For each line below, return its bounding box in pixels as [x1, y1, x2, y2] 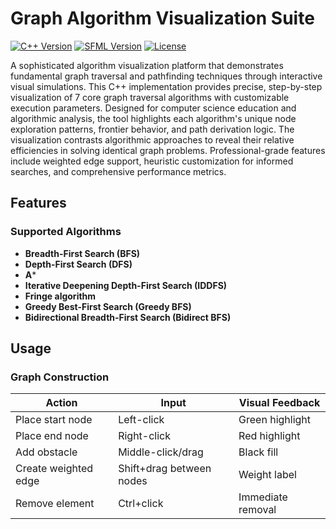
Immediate [238, 490, 288, 504]
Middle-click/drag [118, 445, 204, 459]
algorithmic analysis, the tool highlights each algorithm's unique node [10, 112, 297, 124]
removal [238, 503, 277, 517]
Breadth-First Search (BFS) [24, 247, 141, 259]
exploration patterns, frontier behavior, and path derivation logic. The [10, 123, 295, 135]
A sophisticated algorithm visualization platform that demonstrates [10, 59, 284, 71]
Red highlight [238, 429, 301, 443]
